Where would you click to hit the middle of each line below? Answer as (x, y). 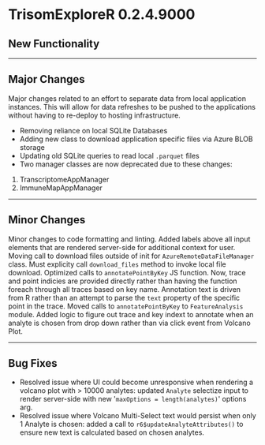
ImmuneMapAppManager (61, 188)
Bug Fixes (33, 363)
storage (32, 147)
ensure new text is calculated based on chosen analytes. (112, 432)
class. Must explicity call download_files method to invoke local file (117, 264)
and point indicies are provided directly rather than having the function (123, 281)
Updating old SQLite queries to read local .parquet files (109, 155)
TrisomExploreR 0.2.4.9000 (102, 15)
